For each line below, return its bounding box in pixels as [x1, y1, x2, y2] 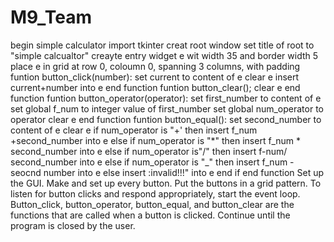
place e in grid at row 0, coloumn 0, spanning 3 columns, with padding [10, 60, 301, 72]
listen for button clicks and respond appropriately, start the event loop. [10, 187, 301, 200]
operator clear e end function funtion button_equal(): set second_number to [10, 113, 322, 125]
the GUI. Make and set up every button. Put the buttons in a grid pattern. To [10, 177, 322, 189]
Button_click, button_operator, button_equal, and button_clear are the [10, 198, 295, 210]
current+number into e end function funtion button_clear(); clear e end [10, 81, 301, 93]
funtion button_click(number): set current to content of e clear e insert [10, 71, 300, 83]
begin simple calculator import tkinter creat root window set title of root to [10, 39, 315, 51]
